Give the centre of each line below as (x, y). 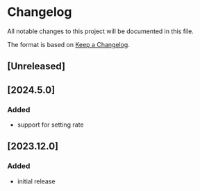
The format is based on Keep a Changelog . (68, 44)
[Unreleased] (36, 66)
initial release (36, 181)
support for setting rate (51, 125)
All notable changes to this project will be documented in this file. (101, 31)
